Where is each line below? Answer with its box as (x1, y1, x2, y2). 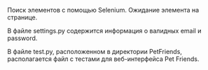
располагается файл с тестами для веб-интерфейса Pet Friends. (7, 55, 200, 63)
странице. (7, 13, 38, 21)
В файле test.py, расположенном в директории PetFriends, (7, 48, 182, 55)
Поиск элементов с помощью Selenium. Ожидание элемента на (7, 6, 200, 14)
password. (7, 34, 38, 42)
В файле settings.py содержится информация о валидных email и (7, 27, 202, 35)
